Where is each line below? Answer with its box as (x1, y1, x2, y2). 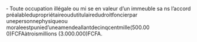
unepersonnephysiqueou (6, 18, 68, 24)
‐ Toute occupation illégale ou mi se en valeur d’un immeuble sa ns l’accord (6, 5, 191, 12)
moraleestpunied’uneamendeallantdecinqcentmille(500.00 (6, 24, 150, 31)
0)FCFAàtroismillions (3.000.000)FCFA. (6, 30, 103, 37)
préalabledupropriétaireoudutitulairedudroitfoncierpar (6, 11, 138, 18)
